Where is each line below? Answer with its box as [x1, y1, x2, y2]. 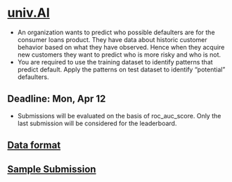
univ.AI [7, 5, 51, 21]
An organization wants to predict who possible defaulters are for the [17, 28, 216, 36]
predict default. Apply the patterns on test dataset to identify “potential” [17, 65, 226, 73]
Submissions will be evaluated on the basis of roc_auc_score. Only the [17, 111, 221, 120]
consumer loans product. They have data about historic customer [17, 35, 207, 43]
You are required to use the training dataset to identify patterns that [17, 57, 213, 66]
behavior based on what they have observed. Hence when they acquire [17, 43, 225, 51]
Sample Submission [7, 163, 96, 175]
